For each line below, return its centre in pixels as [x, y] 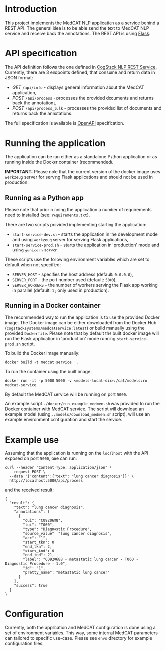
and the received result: [29, 490]
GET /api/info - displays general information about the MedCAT [78, 87]
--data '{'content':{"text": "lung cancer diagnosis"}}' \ [72, 476]
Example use [32, 440]
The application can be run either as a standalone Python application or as [81, 156]
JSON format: [19, 77]
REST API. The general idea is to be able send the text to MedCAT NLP [77, 28]
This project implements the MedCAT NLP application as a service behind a [82, 23]
